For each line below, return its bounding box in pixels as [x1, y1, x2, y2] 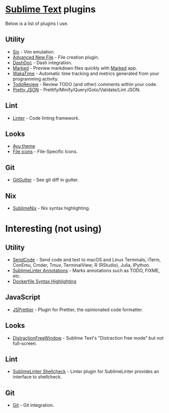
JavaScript [5, 293, 41, 301]
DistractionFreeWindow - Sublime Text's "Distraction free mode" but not [12, 335, 164, 341]
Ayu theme [12, 143, 36, 149]
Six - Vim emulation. [12, 48, 55, 54]
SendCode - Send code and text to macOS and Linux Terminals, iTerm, [12, 257, 161, 263]
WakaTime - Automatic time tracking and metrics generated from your [12, 70, 159, 76]
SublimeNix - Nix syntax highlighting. [12, 205, 90, 211]
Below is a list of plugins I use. [5, 20, 69, 26]
